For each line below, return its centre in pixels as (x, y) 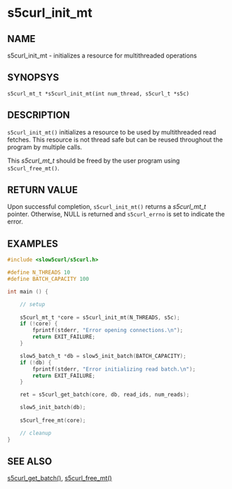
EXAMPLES (33, 243)
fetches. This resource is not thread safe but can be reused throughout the (115, 139)
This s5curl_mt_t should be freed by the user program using (94, 160)
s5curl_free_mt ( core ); (53, 420)
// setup (33, 304)
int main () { (28, 291)
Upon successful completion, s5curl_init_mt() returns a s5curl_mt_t (107, 207)
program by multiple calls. (45, 147)
